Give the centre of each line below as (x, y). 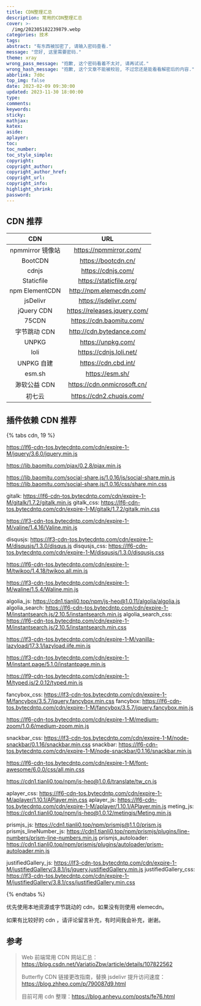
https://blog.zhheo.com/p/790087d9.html (74, 984)
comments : (19, 103)
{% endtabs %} (26, 894)
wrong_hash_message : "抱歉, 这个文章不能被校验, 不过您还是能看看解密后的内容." (100, 69)
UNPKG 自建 (35, 363)
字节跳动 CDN (35, 332)
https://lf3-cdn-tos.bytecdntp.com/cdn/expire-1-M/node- (116, 738)
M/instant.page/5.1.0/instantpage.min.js (56, 664)
